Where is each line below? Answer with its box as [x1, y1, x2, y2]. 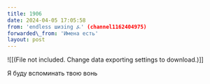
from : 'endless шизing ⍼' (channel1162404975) [7, 23, 147, 30]
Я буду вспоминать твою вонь [7, 69, 98, 78]
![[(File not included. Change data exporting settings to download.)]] [7, 55, 204, 64]
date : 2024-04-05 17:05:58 [7, 17, 86, 24]
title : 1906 [7, 10, 42, 17]
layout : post [7, 36, 45, 43]
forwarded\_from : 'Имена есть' [7, 29, 99, 37]
